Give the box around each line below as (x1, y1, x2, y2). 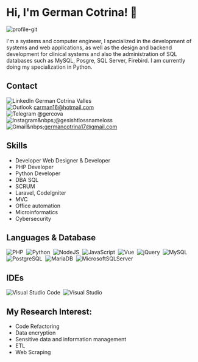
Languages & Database (6, 232, 96, 243)
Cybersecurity (15, 215, 52, 222)
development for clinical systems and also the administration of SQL (6, 50, 177, 57)
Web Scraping (15, 349, 51, 355)
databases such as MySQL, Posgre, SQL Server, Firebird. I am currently (6, 57, 186, 64)
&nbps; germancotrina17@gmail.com (26, 123, 118, 130)
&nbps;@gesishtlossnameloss (37, 116, 113, 124)
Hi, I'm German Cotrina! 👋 (6, 5, 138, 19)
